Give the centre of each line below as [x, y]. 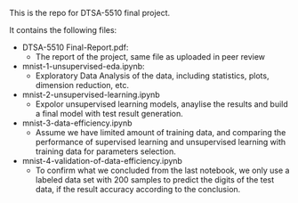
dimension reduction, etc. [82, 85]
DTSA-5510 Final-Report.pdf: [75, 47]
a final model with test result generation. [109, 114]
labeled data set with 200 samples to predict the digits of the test [155, 180]
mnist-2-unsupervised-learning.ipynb [91, 94]
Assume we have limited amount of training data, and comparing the [161, 132]
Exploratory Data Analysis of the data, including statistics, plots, [152, 76]
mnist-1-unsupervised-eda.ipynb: [83, 66]
